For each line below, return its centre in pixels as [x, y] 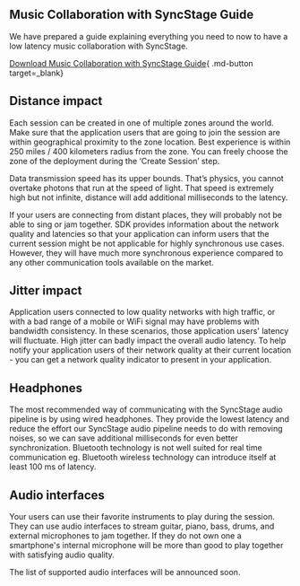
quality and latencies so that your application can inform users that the [140, 233]
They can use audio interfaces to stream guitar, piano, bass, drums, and [142, 526]
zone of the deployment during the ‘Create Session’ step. [115, 161]
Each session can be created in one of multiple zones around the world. [142, 122]
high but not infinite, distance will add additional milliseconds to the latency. [149, 197]
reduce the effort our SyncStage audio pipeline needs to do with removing [146, 429]
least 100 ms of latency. [53, 467]
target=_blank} [37, 73]
